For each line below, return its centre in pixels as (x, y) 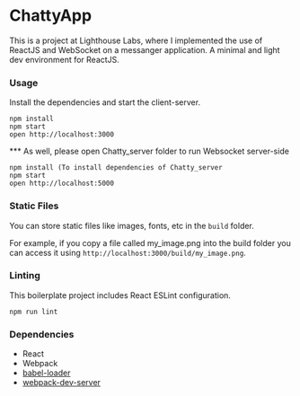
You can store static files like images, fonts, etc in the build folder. (132, 225)
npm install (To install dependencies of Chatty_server (116, 168)
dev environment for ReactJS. (64, 59)
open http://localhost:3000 (62, 135)
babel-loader (46, 373)
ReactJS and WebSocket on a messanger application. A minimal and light (145, 49)
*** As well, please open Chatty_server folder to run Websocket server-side (150, 151)
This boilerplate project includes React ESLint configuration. (120, 295)
